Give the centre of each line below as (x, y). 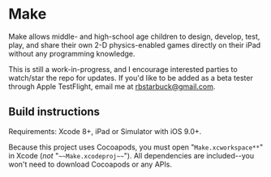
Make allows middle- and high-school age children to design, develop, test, (134, 36)
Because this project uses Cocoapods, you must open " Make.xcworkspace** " (136, 147)
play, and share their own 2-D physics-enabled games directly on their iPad (135, 44)
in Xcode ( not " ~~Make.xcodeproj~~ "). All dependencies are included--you (131, 155)
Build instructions (54, 112)
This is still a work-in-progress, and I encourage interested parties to (123, 69)
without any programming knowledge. (72, 53)
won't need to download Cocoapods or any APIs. (90, 164)
